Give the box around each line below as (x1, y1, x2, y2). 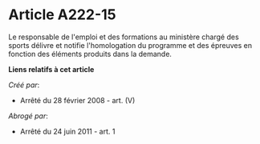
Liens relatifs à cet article (8, 64, 95, 74)
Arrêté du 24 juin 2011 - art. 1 (19, 126, 116, 136)
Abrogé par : (8, 110, 48, 121)
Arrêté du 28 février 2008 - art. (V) (19, 95, 136, 105)
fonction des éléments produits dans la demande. (8, 49, 173, 58)
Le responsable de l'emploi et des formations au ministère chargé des (8, 32, 239, 42)
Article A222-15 (8, 6, 116, 24)
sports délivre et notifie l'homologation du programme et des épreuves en (8, 40, 253, 50)
